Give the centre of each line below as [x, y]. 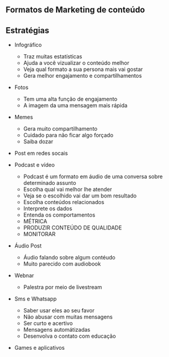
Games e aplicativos [39, 348]
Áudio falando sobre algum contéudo [69, 258]
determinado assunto [50, 183]
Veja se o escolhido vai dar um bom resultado [80, 196]
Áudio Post [28, 246]
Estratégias [27, 30]
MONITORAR [39, 234]
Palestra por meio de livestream [63, 287]
